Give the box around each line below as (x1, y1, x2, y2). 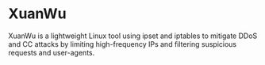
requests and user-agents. (8, 48, 95, 57)
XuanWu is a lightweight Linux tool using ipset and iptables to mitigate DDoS (8, 31, 258, 40)
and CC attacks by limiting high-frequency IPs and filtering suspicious (8, 39, 236, 48)
